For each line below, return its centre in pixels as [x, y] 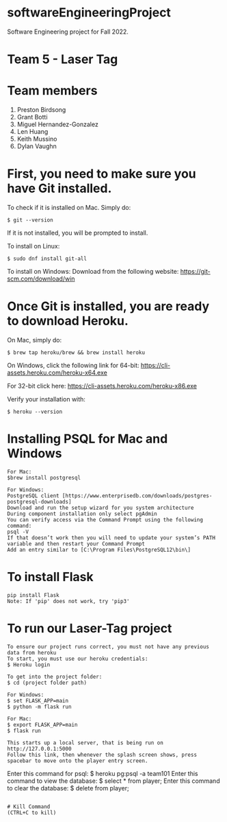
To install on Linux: [34, 246]
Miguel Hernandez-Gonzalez [58, 124]
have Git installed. [59, 188]
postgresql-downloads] [39, 502]
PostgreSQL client [33, 495]
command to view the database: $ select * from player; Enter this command [113, 781]
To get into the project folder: [55, 677]
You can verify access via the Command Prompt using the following [105, 519]
